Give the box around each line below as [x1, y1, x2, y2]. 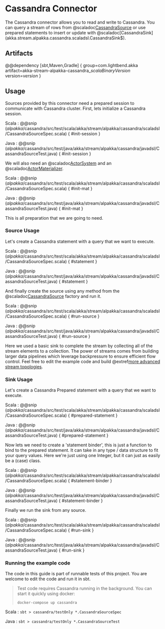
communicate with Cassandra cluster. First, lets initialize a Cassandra [5, 105, 146, 111]
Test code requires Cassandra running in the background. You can [17, 586, 152, 592]
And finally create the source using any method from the [5, 288, 120, 294]
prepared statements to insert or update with [5, 30, 96, 35]
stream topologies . [5, 364, 43, 369]
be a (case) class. [5, 458, 41, 463]
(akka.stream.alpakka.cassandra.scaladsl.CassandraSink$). [5, 35, 126, 41]
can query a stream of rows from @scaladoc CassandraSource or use [5, 24, 146, 30]
